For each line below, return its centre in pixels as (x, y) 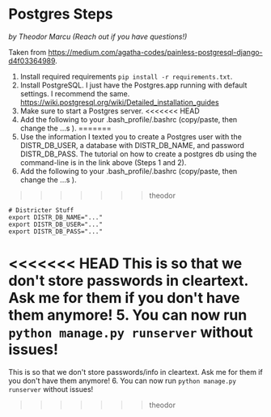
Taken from (28, 52)
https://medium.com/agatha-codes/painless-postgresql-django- (155, 52)
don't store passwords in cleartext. (129, 281)
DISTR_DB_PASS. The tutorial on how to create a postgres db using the (138, 154)
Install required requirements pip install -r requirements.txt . (126, 76)
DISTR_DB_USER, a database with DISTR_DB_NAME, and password (132, 145)
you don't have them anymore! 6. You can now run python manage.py (123, 381)
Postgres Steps (61, 14)
